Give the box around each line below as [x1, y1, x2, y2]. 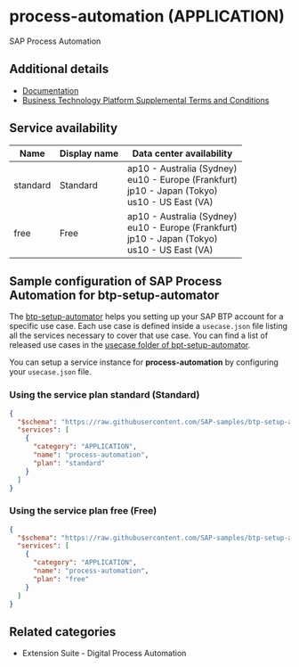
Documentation [21, 85, 79, 95]
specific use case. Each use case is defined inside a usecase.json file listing [9, 321, 287, 332]
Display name [59, 147, 119, 160]
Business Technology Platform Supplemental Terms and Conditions [21, 95, 270, 105]
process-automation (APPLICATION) [9, 6, 285, 27]
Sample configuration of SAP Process [9, 274, 222, 289]
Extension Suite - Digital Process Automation [21, 648, 187, 659]
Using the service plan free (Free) [9, 505, 158, 517]
